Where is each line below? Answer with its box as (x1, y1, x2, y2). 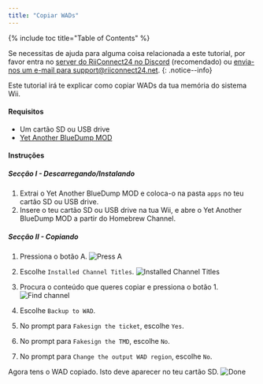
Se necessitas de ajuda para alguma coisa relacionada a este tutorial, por (8, 48, 246, 58)
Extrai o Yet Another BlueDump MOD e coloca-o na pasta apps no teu (19, 188, 244, 198)
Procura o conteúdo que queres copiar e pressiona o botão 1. (19, 282, 219, 292)
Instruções (8, 151, 45, 160)
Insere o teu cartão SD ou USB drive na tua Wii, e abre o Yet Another (19, 206, 243, 215)
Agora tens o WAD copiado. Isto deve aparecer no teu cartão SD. (8, 367, 219, 377)
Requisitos (8, 107, 44, 117)
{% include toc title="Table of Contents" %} (8, 33, 150, 43)
